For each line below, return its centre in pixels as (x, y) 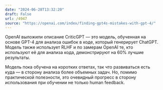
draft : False (18, 14)
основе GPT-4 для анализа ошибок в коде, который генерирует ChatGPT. (82, 42)
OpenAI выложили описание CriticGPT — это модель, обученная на (76, 37)
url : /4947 (16, 18)
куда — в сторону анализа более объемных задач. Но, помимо (71, 72)
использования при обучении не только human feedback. (65, 83)
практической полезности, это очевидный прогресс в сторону (71, 77)
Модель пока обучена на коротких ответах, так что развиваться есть (78, 67)
